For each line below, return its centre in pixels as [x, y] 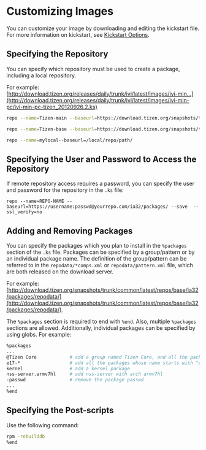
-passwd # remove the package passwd [75, 380]
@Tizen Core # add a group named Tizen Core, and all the [97, 357]
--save [179, 207]
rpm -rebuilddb [26, 437]
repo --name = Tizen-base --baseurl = [52, 129]
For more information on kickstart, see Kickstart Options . [78, 34]
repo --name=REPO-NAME [35, 201]
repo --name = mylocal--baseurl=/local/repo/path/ [70, 140]
